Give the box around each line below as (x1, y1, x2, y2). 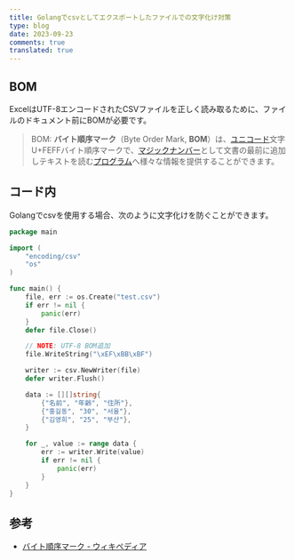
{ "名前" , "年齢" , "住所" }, (41, 398, 133, 407)
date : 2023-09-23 (9, 29, 74, 38)
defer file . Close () (25, 325, 98, 334)
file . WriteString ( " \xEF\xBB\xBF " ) (25, 350, 153, 359)
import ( (9, 244, 42, 252)
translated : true (9, 46, 74, 55)
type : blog (9, 21, 50, 30)
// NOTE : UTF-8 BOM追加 (25, 341, 111, 351)
